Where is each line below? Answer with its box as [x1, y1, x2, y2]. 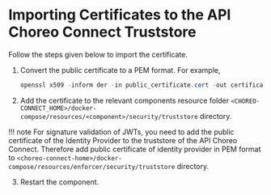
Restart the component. [19, 176, 100, 187]
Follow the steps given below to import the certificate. [8, 49, 188, 59]
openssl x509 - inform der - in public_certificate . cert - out [19, 81, 227, 89]
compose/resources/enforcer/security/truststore [8, 163, 176, 171]
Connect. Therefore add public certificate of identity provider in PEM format [8, 144, 261, 154]
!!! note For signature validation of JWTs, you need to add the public [8, 127, 235, 137]
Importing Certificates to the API [8, 6, 231, 24]
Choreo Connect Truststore [8, 23, 197, 41]
